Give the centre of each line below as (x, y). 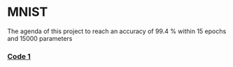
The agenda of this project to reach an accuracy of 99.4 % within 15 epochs (117, 31)
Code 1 (19, 56)
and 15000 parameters (40, 38)
